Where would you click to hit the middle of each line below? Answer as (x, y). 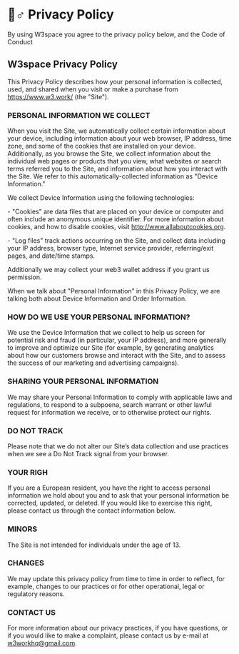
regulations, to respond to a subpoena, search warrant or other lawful (110, 404)
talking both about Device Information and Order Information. (97, 298)
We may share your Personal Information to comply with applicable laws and (120, 397)
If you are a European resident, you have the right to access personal (109, 488)
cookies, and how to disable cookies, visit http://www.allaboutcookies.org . (117, 227)
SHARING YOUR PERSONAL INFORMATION (83, 381)
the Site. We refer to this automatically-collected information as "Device (113, 176)
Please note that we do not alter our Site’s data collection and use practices (118, 446)
